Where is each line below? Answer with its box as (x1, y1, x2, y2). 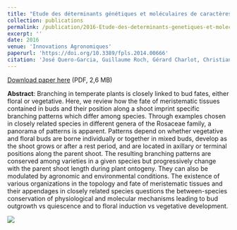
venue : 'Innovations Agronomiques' (7, 43, 112, 50)
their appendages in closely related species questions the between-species (7, 186, 228, 195)
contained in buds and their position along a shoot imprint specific (7, 104, 200, 113)
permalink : (7, 23, 39, 30)
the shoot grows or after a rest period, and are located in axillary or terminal (7, 142, 227, 150)
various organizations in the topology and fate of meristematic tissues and (7, 179, 224, 188)
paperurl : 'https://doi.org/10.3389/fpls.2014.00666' (7, 50, 169, 57)
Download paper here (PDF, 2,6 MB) (7, 75, 113, 84)
